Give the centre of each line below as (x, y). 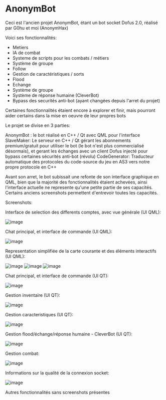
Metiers (20, 47)
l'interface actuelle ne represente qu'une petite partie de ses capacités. (79, 187)
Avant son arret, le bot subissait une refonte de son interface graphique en (82, 176)
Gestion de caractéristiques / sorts (48, 74)
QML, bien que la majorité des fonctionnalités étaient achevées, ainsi (76, 182)
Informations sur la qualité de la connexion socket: (57, 373)
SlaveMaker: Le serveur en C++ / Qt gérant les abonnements (68, 140)
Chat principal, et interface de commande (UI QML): (59, 232)
